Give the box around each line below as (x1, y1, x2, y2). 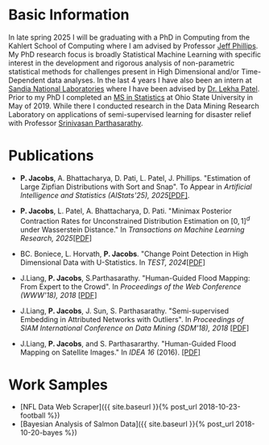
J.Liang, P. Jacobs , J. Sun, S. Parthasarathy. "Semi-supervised (19, 305, 230, 316)
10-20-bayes (19, 428, 63, 438)
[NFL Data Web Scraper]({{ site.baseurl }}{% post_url (19, 402, 197, 412)
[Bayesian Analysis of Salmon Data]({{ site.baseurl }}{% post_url (19, 419, 234, 429)
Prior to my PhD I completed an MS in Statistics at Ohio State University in (8, 92, 254, 102)
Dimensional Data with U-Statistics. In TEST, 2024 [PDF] (19, 257, 205, 267)
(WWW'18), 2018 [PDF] (19, 290, 97, 300)
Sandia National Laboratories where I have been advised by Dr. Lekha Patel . (8, 83, 260, 94)
